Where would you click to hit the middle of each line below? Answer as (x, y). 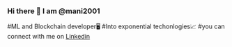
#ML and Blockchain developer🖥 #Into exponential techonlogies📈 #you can (116, 26)
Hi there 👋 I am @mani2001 (54, 11)
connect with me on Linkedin (49, 37)
